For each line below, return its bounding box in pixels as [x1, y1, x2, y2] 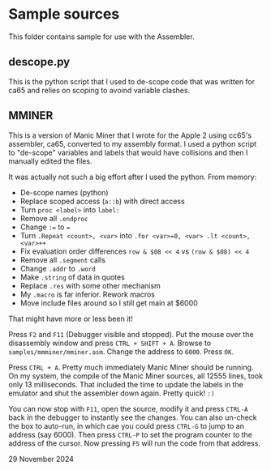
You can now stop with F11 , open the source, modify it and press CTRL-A [8, 404, 249, 413]
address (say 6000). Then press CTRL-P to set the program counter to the [8, 429, 253, 439]
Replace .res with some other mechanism [19, 280, 161, 290]
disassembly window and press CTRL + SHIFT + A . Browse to [8, 338, 212, 348]
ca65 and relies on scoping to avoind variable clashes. [8, 85, 191, 95]
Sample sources [8, 5, 120, 23]
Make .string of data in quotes [19, 272, 126, 282]
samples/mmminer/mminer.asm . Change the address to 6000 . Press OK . [8, 346, 234, 357]
